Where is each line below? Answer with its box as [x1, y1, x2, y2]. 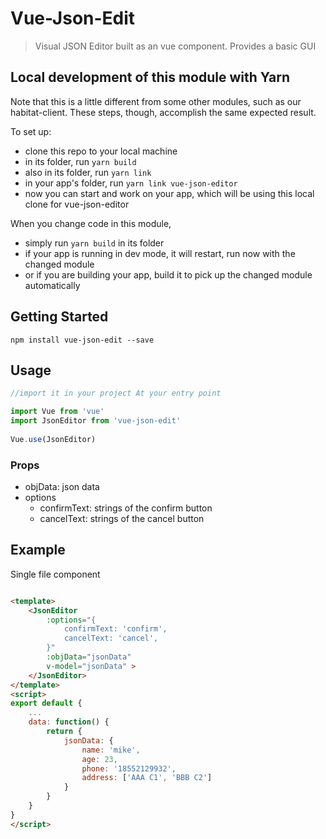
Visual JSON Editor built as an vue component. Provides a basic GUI [34, 40, 317, 52]
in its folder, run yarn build [24, 155, 137, 167]
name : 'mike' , [81, 745, 141, 755]
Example [10, 542, 66, 559]
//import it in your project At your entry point [10, 388, 222, 399]
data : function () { [28, 717, 110, 727]
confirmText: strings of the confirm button [39, 502, 213, 514]
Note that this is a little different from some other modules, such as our [10, 95, 302, 107]
